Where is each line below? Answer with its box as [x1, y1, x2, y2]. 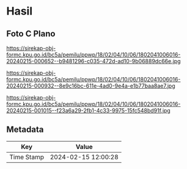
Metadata [6, 125, 44, 135]
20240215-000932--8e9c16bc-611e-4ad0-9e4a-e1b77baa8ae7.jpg [6, 82, 175, 89]
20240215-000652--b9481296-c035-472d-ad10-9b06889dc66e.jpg [6, 58, 182, 64]
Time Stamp [9, 153, 45, 161]
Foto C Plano [6, 29, 56, 39]
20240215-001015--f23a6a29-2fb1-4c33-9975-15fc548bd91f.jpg [6, 107, 171, 114]
